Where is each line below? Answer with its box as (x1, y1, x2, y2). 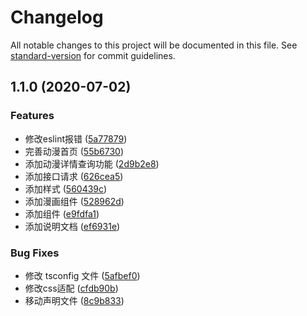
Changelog (10, 6, 104, 29)
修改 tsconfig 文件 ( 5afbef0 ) (24, 269, 141, 281)
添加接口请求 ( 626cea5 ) (24, 170, 124, 182)
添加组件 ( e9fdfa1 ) (24, 207, 100, 220)
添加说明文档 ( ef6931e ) (24, 220, 121, 232)
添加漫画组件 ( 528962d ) (24, 195, 125, 207)
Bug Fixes (10, 246, 60, 260)
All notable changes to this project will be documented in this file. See (10, 39, 298, 51)
